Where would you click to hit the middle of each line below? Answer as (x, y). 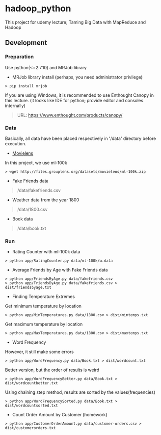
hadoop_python (38, 9)
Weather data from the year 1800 (46, 200)
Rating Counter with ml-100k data (46, 252)
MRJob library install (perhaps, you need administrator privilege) (77, 77)
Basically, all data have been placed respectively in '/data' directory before (80, 138)
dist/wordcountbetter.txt (31, 383)
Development (26, 43)
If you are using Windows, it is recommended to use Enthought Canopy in (80, 95)
